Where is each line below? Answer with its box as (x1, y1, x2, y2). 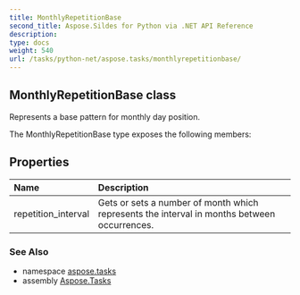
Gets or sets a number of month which (97, 196, 259, 208)
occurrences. (97, 218, 154, 231)
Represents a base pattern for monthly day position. (9, 111, 201, 122)
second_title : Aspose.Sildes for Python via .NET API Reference (9, 21, 254, 30)
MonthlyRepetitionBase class (9, 88, 177, 103)
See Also (9, 245, 49, 257)
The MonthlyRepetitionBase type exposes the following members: (9, 129, 252, 139)
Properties (9, 155, 70, 170)
